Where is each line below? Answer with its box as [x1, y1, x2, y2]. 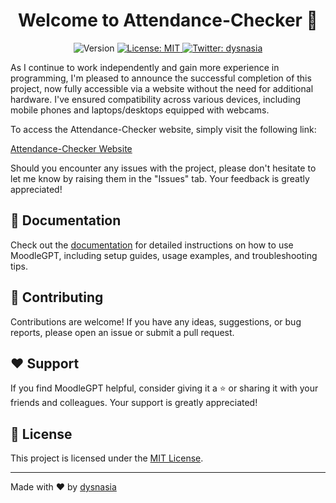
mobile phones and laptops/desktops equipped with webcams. [10, 104, 270, 116]
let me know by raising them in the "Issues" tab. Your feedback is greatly [10, 172, 310, 184]
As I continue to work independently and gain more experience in [10, 61, 280, 73]
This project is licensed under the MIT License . [10, 452, 204, 464]
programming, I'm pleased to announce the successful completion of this [10, 72, 312, 84]
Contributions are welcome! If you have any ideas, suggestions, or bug [10, 315, 302, 328]
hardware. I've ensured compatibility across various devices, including [10, 93, 302, 105]
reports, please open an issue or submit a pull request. [10, 326, 235, 338]
